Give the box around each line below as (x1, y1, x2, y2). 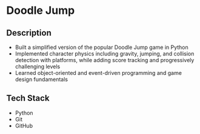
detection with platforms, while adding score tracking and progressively (15, 57, 195, 63)
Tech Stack (6, 93, 50, 103)
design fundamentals (15, 76, 68, 83)
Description (6, 28, 52, 38)
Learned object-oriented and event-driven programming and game (15, 69, 182, 76)
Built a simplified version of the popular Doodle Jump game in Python (15, 43, 189, 51)
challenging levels (15, 63, 61, 70)
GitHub (15, 122, 33, 129)
